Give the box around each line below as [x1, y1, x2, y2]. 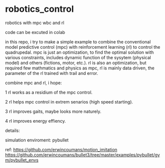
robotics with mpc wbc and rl [5, 20, 65, 26]
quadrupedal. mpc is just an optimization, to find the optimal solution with [5, 49, 154, 55]
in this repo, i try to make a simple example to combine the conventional [5, 38, 151, 45]
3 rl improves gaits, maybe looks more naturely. [5, 108, 101, 114]
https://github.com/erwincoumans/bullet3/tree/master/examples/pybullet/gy [5, 152, 160, 158]
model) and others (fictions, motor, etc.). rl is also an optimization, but [5, 60, 147, 66]
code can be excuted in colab [5, 29, 66, 35]
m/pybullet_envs [5, 157, 38, 163]
